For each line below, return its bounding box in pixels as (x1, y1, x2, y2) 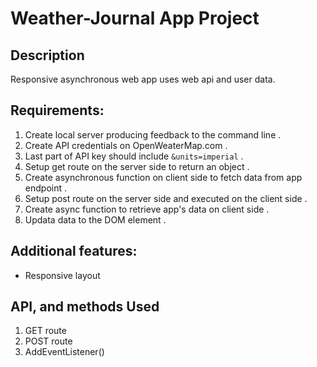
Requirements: (10, 102, 105, 119)
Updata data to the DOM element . (24, 213, 167, 226)
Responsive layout (24, 269, 101, 281)
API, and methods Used (10, 298, 160, 316)
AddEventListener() (24, 346, 105, 358)
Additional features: (10, 243, 138, 260)
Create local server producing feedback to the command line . (24, 128, 282, 141)
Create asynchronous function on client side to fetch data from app (24, 171, 303, 183)
